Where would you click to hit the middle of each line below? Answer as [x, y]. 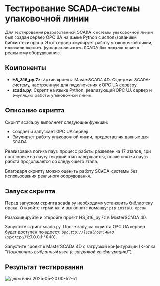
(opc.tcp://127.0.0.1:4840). [31, 237]
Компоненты [26, 68]
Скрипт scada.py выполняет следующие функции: [57, 122]
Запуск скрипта [30, 191]
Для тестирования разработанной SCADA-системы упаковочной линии [79, 32]
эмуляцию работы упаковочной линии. [52, 95]
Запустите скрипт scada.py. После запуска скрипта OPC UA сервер [75, 227]
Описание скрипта [35, 110]
